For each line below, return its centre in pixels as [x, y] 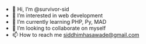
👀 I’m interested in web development [57, 15]
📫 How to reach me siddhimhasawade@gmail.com [76, 35]
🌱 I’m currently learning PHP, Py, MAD [59, 22]
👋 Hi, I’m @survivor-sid [40, 9]
